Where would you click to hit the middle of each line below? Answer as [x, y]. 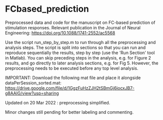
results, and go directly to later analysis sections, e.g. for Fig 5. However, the [82, 63]
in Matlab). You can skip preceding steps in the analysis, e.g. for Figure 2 [78, 58]
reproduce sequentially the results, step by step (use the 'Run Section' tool [80, 53]
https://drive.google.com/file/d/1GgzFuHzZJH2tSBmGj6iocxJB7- [70, 88]
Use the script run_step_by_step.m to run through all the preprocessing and [81, 42]
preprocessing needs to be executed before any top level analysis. [72, 68]
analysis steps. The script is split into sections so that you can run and [75, 47]
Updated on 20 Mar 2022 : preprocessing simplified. [58, 102]
